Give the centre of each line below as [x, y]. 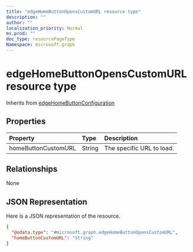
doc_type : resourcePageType [41, 39]
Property [22, 138]
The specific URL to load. [139, 148]
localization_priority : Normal [45, 28]
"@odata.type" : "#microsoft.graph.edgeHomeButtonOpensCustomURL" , [95, 232]
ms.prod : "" [21, 34]
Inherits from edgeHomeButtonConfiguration [60, 103]
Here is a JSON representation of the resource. [63, 216]
